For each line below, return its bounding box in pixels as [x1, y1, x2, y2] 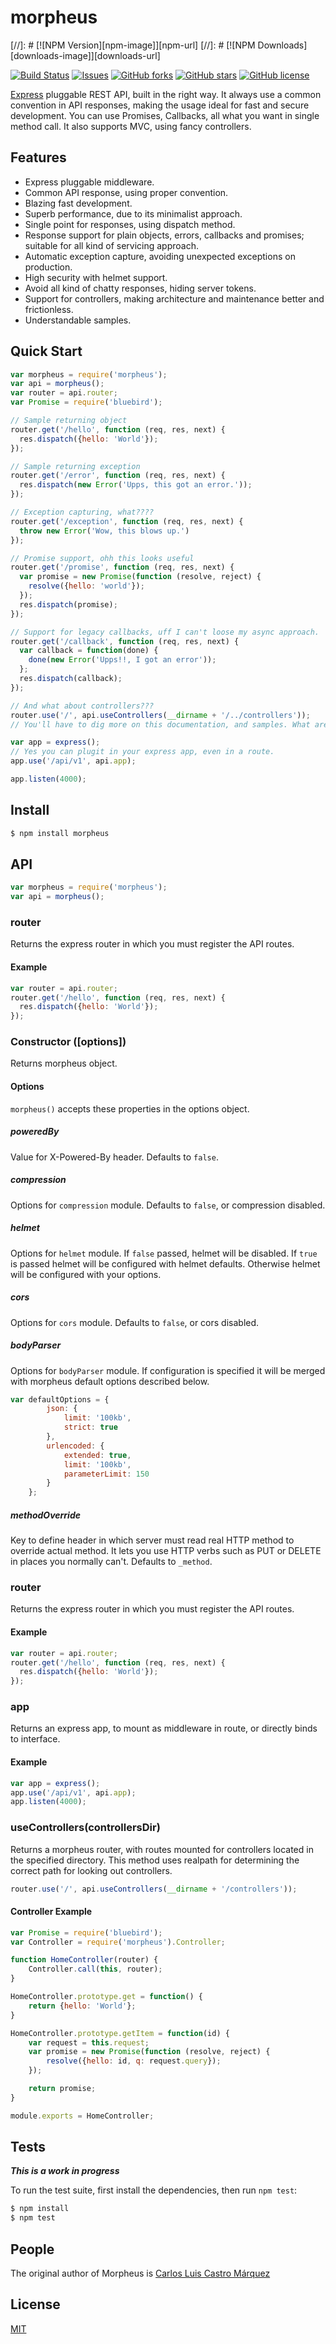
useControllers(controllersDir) [10, 1821, 161, 1835]
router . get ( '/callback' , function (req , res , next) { [10, 636, 240, 646]
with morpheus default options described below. [10, 1375, 210, 1387]
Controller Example [10, 1906, 93, 1918]
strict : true [63, 1422, 118, 1433]
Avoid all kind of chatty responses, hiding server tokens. [24, 282, 257, 294]
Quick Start [10, 343, 83, 360]
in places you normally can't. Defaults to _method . [10, 1556, 213, 1568]
